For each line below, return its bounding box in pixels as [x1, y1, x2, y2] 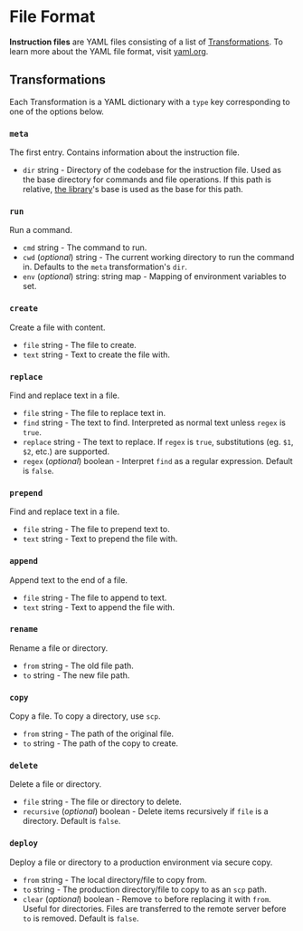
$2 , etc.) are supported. [22, 446, 110, 457]
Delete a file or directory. [9, 779, 102, 790]
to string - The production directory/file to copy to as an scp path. [22, 884, 267, 895]
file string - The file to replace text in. [22, 407, 166, 418]
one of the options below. [9, 106, 104, 117]
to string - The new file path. [22, 669, 130, 681]
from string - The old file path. [22, 660, 134, 671]
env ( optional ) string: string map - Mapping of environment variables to [22, 271, 287, 282]
